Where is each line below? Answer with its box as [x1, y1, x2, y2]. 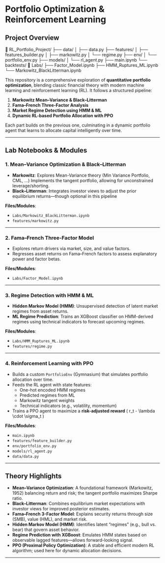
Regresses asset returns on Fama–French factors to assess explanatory [12, 250, 157, 256]
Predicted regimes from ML [19, 392, 75, 398]
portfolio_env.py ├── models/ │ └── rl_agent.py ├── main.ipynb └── [5, 57, 147, 63]
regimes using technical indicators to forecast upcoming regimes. [12, 319, 145, 325]
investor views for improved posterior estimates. [12, 506, 110, 512]
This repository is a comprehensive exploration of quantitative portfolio [5, 77, 151, 83]
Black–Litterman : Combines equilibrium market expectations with [12, 500, 145, 506]
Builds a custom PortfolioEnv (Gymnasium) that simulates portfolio [12, 371, 148, 377]
